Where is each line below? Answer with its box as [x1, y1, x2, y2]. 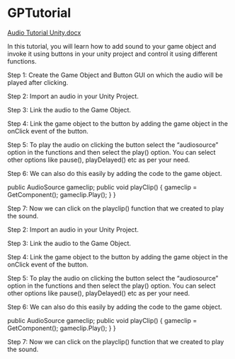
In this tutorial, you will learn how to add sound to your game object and [7, 42, 217, 50]
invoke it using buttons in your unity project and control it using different [7, 49, 218, 58]
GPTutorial [7, 5, 71, 21]
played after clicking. [7, 78, 69, 86]
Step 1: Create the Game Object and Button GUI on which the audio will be [7, 71, 223, 79]
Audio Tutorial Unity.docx [7, 28, 81, 37]
